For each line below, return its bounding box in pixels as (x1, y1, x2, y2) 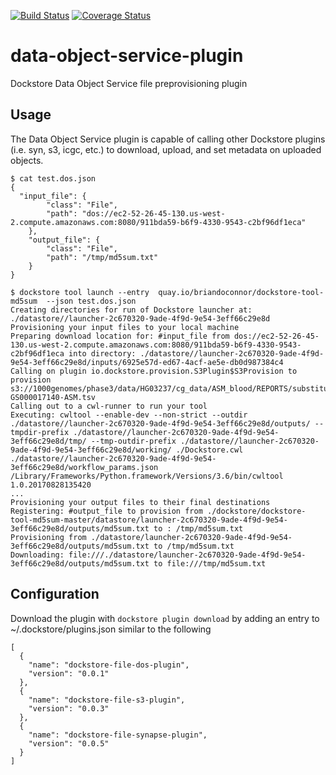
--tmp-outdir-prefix (90, 436, 177, 446)
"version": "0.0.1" (28, 668, 110, 679)
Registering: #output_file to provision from (10, 506, 203, 516)
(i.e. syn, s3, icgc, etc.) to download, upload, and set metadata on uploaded (10, 143, 322, 155)
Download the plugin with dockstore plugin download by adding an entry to (10, 612, 320, 624)
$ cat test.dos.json (10, 173, 97, 184)
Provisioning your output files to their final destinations (10, 497, 271, 507)
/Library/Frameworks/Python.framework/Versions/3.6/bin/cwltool (10, 471, 284, 481)
